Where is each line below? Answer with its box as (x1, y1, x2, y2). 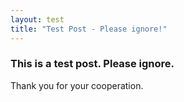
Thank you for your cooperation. (10, 79, 144, 91)
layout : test (10, 14, 65, 25)
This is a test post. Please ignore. (10, 57, 175, 71)
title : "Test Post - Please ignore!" (10, 24, 168, 34)
